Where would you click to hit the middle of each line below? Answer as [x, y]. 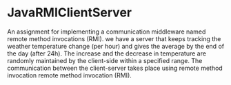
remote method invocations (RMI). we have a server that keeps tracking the [114, 38]
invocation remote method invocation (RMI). [70, 75]
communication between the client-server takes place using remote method [115, 68]
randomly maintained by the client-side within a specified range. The [105, 60]
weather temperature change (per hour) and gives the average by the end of [116, 46]
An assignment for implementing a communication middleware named [107, 32]
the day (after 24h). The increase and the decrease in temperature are [107, 53]
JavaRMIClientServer [70, 13]
